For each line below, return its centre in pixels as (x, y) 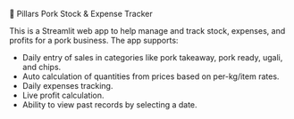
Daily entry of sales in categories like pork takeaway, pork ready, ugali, (152, 57)
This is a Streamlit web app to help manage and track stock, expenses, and (147, 31)
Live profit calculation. (63, 95)
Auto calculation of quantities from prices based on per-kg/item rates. (151, 76)
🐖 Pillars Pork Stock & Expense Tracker (81, 14)
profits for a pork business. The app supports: (94, 40)
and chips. (42, 67)
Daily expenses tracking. (67, 86)
